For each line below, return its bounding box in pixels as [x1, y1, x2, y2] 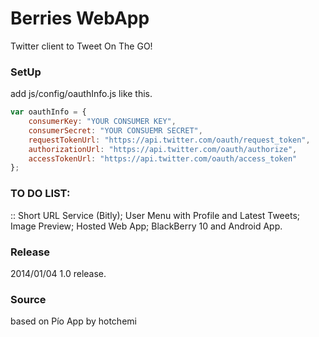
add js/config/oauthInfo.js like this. [10, 88, 153, 100]
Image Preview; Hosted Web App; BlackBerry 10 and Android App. [10, 220, 283, 232]
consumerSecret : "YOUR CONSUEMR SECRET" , [28, 125, 203, 136]
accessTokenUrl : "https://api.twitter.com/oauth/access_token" [28, 153, 298, 164]
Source [10, 292, 47, 306]
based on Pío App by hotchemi [10, 315, 137, 327]
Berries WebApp [10, 7, 150, 30]
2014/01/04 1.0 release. [10, 267, 107, 279]
